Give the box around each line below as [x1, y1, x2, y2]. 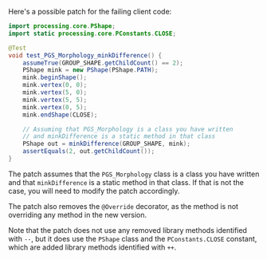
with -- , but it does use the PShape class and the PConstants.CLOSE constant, [8, 234, 257, 243]
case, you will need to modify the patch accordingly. [8, 186, 180, 195]
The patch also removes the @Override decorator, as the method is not [8, 201, 239, 211]
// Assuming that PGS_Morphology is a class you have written [22, 125, 234, 133]
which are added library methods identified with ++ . [8, 242, 177, 252]
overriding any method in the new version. [8, 210, 147, 219]
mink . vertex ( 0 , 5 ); [22, 103, 88, 111]
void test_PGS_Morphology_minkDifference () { [8, 51, 162, 59]
